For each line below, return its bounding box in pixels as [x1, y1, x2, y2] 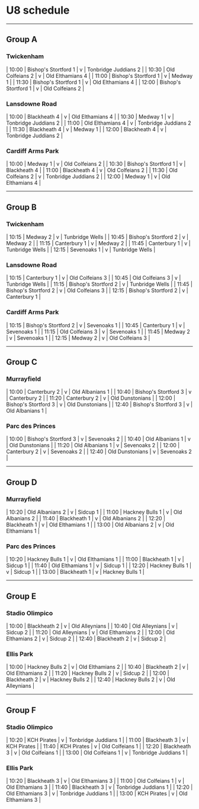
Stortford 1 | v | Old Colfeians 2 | [6, 84, 85, 92]
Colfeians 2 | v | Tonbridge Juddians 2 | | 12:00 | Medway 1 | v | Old [6, 173, 171, 180]
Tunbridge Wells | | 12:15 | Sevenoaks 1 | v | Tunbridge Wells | [6, 246, 156, 253]
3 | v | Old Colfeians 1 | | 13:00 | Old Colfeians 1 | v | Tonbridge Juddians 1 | [6, 749, 188, 756]
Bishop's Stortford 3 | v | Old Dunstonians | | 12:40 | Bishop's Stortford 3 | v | [6, 401, 193, 408]
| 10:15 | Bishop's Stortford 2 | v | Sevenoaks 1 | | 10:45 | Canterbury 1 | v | [6, 321, 185, 328]
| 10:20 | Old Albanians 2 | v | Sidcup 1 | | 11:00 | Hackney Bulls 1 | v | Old [6, 508, 182, 516]
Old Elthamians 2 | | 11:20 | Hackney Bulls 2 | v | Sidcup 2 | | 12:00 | [6, 669, 170, 677]
